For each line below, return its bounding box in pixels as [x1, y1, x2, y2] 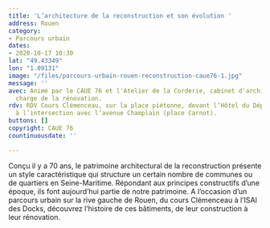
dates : [8, 42, 31, 50]
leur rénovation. [8, 212, 60, 222]
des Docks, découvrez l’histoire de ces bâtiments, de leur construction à [8, 203, 248, 213]
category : [8, 27, 42, 35]
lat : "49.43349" [8, 57, 63, 65]
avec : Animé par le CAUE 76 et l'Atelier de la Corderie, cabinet [8, 86, 235, 95]
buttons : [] [8, 117, 48, 125]
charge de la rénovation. [15, 94, 103, 102]
